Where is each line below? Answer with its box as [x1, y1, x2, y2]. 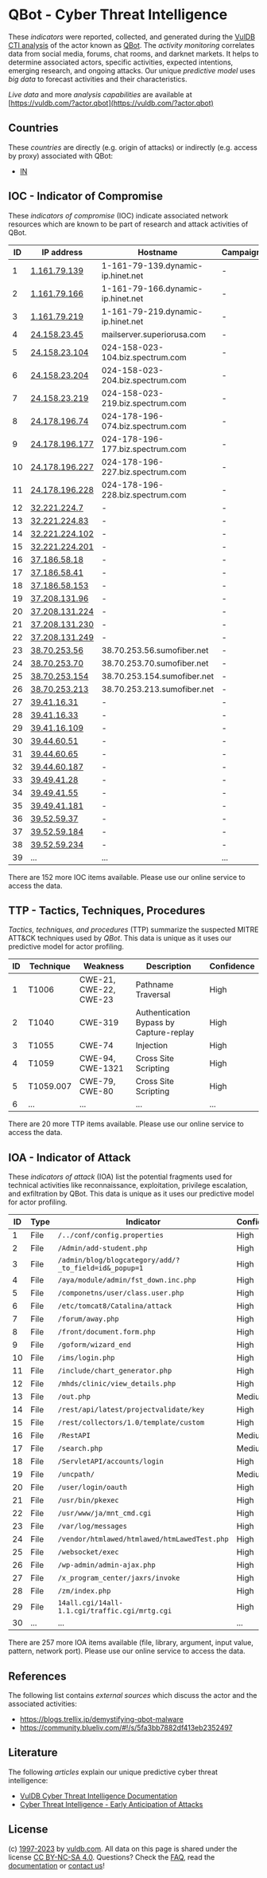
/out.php [57, 1393, 91, 1401]
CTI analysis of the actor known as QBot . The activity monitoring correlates [8, 40, 255, 49]
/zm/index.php [57, 1586, 111, 1596]
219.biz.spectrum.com [101, 397, 187, 408]
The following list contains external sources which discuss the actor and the [8, 1691, 257, 1699]
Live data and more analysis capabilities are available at [8, 89, 192, 99]
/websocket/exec [57, 1548, 119, 1557]
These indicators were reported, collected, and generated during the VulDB [8, 32, 256, 41]
